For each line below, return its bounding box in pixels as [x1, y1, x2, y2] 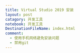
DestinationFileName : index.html [5, 26, 75, 31]
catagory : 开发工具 [5, 17, 43, 22]
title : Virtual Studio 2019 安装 [5, 7, 74, 13]
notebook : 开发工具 [5, 21, 43, 27]
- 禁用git [10, 40, 29, 45]
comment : [5, 31, 24, 36]
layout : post [5, 12, 33, 17]
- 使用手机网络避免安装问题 [10, 36, 59, 41]
